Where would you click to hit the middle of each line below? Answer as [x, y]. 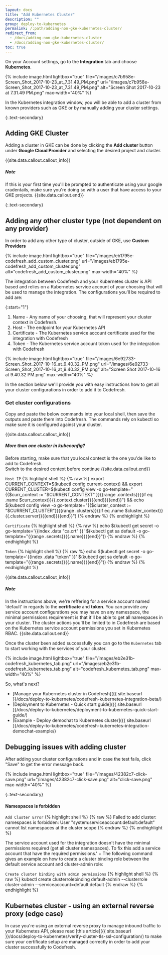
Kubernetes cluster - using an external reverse [80, 906]
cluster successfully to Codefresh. [41, 947]
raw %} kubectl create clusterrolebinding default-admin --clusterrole [76, 879]
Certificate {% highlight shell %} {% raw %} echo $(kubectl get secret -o [82, 526]
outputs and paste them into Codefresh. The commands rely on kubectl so [82, 419]
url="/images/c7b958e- [125, 82]
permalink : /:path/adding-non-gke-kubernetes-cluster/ [64, 29]
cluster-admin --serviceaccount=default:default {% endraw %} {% [74, 885]
